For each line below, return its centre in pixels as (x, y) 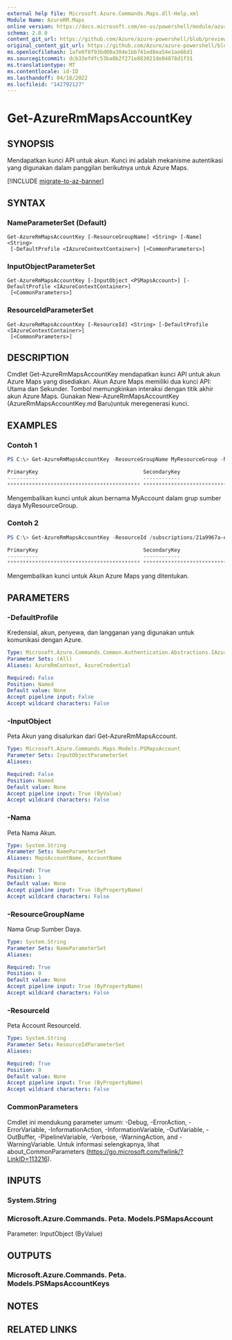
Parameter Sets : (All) (40, 659)
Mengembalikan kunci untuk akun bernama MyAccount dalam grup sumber (114, 498)
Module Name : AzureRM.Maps (46, 20)
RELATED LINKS (42, 1330)
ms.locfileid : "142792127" (46, 84)
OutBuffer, (22, 1137)
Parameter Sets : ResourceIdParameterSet (66, 1045)
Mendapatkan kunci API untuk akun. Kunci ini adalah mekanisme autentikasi (115, 160)
